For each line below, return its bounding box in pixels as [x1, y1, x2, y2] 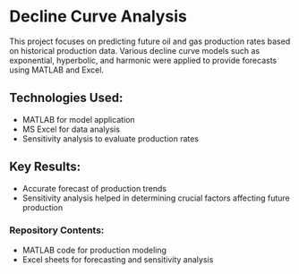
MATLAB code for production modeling [21, 244, 167, 255]
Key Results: [9, 159, 81, 175]
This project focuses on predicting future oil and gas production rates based [9, 36, 291, 47]
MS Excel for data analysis [21, 124, 121, 134]
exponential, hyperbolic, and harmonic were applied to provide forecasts [9, 55, 278, 65]
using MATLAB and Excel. [9, 64, 105, 75]
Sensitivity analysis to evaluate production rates [21, 133, 200, 144]
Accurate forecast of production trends [21, 183, 167, 193]
